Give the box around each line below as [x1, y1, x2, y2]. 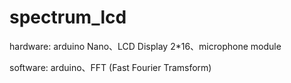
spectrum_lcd [9, 6, 127, 29]
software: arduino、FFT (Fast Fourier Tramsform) [9, 61, 212, 73]
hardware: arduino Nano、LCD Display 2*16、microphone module [9, 40, 282, 52]
